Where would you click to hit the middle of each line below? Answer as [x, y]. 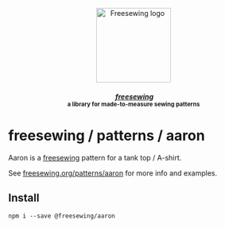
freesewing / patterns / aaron [107, 135]
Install [24, 197]
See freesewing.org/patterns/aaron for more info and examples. [112, 173]
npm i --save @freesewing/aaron [62, 216]
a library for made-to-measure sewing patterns [134, 104]
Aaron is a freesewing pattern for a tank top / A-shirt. [95, 157]
